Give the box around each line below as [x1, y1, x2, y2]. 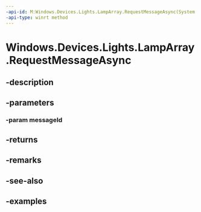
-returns [5, 134, 38, 145]
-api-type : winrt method [5, 14, 68, 21]
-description [5, 77, 54, 88]
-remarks [5, 155, 42, 165]
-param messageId [5, 116, 63, 124]
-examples [5, 196, 47, 206]
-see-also [5, 176, 43, 186]
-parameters [5, 98, 54, 108]
